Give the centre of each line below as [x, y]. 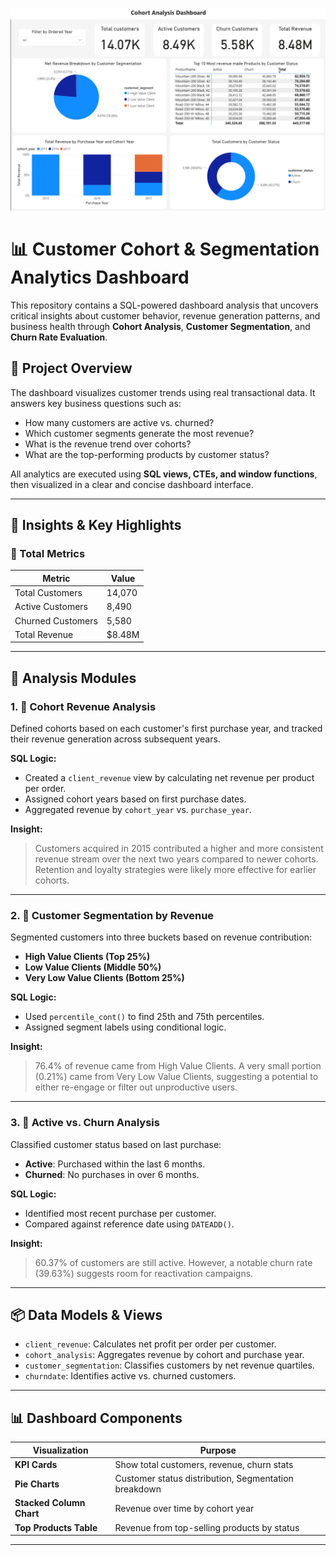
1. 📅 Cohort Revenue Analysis [83, 706]
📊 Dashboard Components [96, 1418]
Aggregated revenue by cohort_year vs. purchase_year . [138, 809]
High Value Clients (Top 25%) [87, 957]
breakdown [138, 1489]
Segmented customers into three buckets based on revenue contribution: [161, 937]
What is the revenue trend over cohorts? [108, 444]
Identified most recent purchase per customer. [120, 1213]
